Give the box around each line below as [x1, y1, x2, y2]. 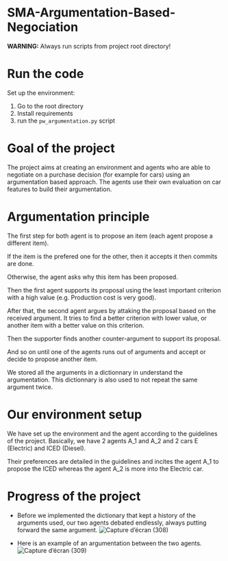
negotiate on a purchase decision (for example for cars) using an [7, 170, 190, 179]
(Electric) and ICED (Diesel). [7, 444, 86, 452]
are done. [7, 259, 34, 268]
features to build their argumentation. [7, 185, 112, 193]
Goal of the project [7, 140, 115, 156]
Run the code [7, 66, 84, 82]
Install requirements [16, 109, 73, 117]
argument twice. [7, 382, 53, 391]
